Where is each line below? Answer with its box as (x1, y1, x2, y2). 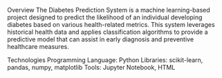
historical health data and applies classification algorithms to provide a (7, 28, 208, 36)
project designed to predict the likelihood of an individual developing (7, 13, 203, 21)
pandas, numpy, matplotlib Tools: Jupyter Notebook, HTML (7, 64, 176, 71)
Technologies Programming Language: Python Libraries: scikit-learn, (7, 56, 203, 64)
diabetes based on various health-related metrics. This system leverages (7, 21, 216, 28)
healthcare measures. (7, 43, 69, 50)
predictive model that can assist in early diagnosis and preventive (7, 35, 194, 43)
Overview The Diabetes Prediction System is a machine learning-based (7, 6, 211, 14)
